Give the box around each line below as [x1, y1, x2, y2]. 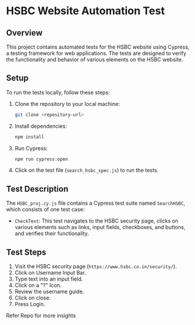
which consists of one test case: [6, 206, 85, 213]
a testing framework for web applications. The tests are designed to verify [6, 50, 187, 57]
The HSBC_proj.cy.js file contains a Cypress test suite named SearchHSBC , [6, 199, 186, 207]
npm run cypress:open [14, 156, 68, 162]
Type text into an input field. [14, 275, 83, 282]
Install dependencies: [14, 123, 67, 130]
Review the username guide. [14, 288, 84, 295]
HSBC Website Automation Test [6, 4, 165, 18]
